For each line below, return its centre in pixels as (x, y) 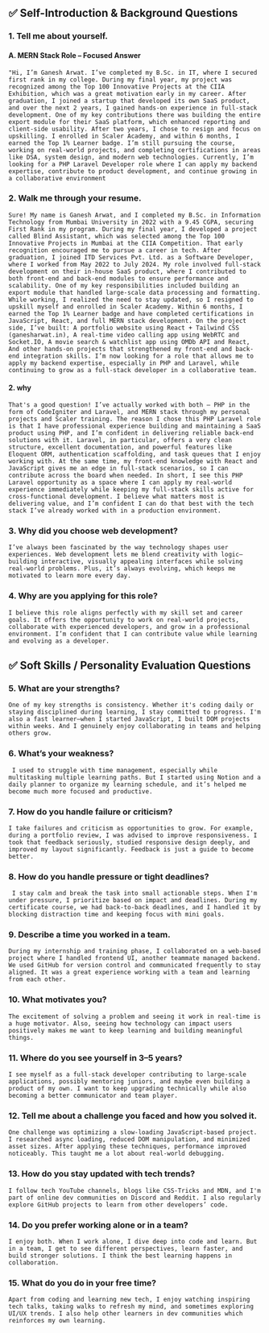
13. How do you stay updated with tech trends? (102, 1174)
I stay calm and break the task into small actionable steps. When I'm (134, 893)
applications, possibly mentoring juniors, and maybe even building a (129, 1082)
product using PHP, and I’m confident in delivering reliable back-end (131, 433)
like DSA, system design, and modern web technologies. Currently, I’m (131, 157)
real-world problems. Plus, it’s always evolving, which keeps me (122, 569)
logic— (232, 555)
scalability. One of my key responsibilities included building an (124, 285)
